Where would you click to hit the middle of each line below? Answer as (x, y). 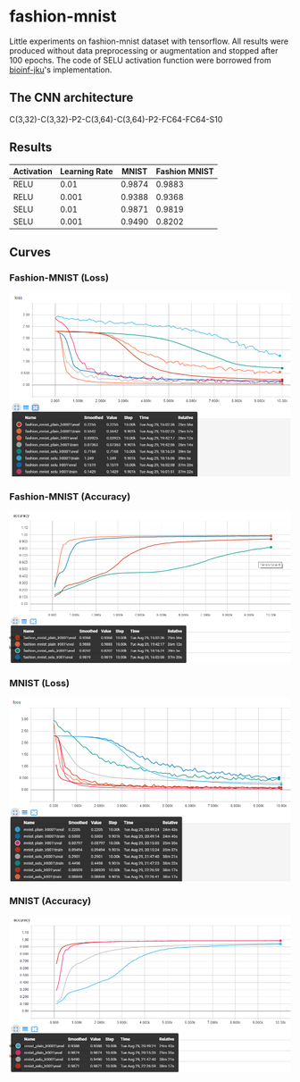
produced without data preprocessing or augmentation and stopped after (144, 50)
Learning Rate (86, 172)
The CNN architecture (71, 98)
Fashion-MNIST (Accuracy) (70, 496)
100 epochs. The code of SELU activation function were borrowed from (140, 60)
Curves (30, 252)
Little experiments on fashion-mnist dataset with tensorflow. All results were (149, 41)
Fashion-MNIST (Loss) (59, 277)
